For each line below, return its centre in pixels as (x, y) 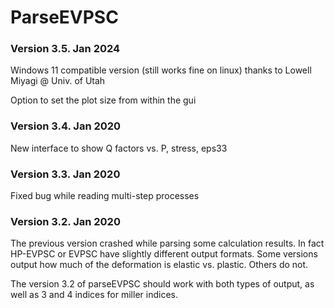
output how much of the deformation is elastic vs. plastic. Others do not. (159, 265)
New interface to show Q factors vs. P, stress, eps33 (119, 148)
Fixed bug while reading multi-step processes (105, 196)
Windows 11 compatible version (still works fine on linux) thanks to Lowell (161, 70)
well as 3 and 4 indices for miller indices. (94, 295)
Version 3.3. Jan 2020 (65, 174)
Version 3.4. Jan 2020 (66, 126)
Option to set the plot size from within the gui (103, 100)
